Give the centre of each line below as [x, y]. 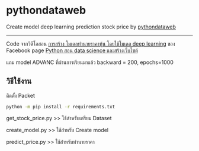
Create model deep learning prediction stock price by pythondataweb [91, 27]
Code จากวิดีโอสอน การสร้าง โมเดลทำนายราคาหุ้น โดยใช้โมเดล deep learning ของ [91, 44]
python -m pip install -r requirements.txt [61, 107]
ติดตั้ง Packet [21, 95]
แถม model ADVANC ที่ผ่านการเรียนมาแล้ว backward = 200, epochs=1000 [90, 62]
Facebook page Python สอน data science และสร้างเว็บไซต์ [72, 50]
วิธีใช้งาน [19, 81]
